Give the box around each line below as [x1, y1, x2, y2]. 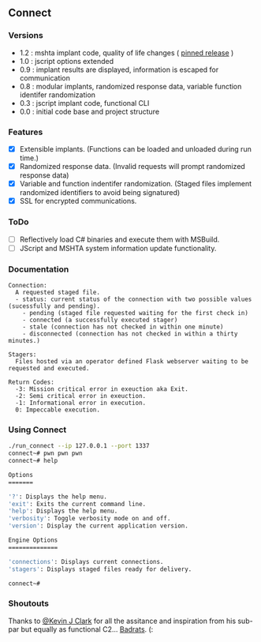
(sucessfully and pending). [8, 302, 101, 310]
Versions [8, 30, 43, 41]
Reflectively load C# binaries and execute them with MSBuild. [19, 235, 220, 244]
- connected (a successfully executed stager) [22, 316, 178, 324]
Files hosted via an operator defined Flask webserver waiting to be [15, 357, 248, 366]
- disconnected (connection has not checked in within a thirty [22, 329, 238, 338]
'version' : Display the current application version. [8, 522, 189, 530]
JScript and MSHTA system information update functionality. [19, 243, 217, 253]
